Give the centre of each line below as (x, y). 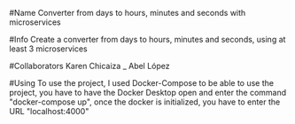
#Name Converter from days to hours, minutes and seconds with (128, 13)
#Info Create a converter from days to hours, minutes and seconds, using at (147, 39)
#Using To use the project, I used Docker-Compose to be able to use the (142, 83)
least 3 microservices (48, 49)
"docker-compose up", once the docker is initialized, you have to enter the (145, 102)
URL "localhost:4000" (49, 111)
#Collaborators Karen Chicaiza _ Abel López (89, 66)
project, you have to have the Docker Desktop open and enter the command (148, 93)
